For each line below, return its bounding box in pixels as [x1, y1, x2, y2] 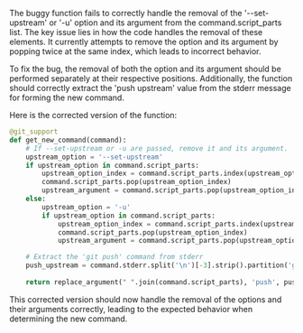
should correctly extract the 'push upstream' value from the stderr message [9, 83, 291, 93]
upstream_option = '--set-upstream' [25, 153, 164, 162]
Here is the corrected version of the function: [9, 110, 178, 120]
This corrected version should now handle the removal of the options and [9, 293, 282, 305]
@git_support [9, 127, 59, 136]
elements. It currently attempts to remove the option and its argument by [9, 36, 279, 47]
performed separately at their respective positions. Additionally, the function [9, 73, 293, 84]
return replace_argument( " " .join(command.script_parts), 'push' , [25, 277, 280, 287]
